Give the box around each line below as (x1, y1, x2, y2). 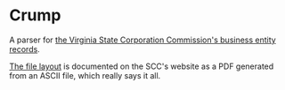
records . (9, 43, 40, 54)
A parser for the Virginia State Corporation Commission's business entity (9, 34, 276, 45)
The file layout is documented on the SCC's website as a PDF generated (9, 61, 274, 71)
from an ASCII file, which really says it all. (9, 70, 161, 80)
